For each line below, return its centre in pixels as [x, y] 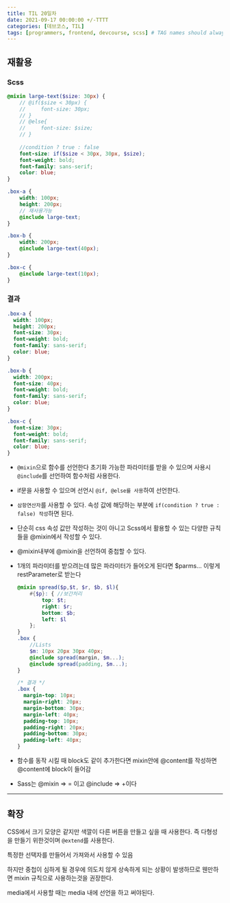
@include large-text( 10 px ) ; [59, 274]
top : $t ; [54, 600]
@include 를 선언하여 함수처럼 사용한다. [69, 476]
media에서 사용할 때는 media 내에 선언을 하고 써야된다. [81, 892]
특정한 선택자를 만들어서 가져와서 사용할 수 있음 [70, 854]
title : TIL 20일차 [32, 13]
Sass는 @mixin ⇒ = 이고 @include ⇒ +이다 [77, 784]
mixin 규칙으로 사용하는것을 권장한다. [64, 878]
